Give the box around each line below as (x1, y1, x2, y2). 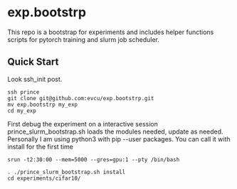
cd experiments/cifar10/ (7, 175, 81, 182)
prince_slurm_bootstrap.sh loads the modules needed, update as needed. (7, 127, 223, 136)
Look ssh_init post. (7, 75, 63, 83)
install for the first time (7, 142, 73, 151)
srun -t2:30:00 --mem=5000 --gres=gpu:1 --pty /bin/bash (7, 156, 180, 163)
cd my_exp (7, 107, 37, 114)
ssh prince (7, 88, 40, 96)
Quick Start (7, 56, 59, 68)
